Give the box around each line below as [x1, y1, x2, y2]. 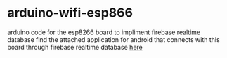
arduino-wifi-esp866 [7, 5, 134, 21]
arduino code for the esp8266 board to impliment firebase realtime [7, 28, 201, 36]
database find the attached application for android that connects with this [7, 35, 220, 43]
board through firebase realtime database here [7, 43, 143, 51]
